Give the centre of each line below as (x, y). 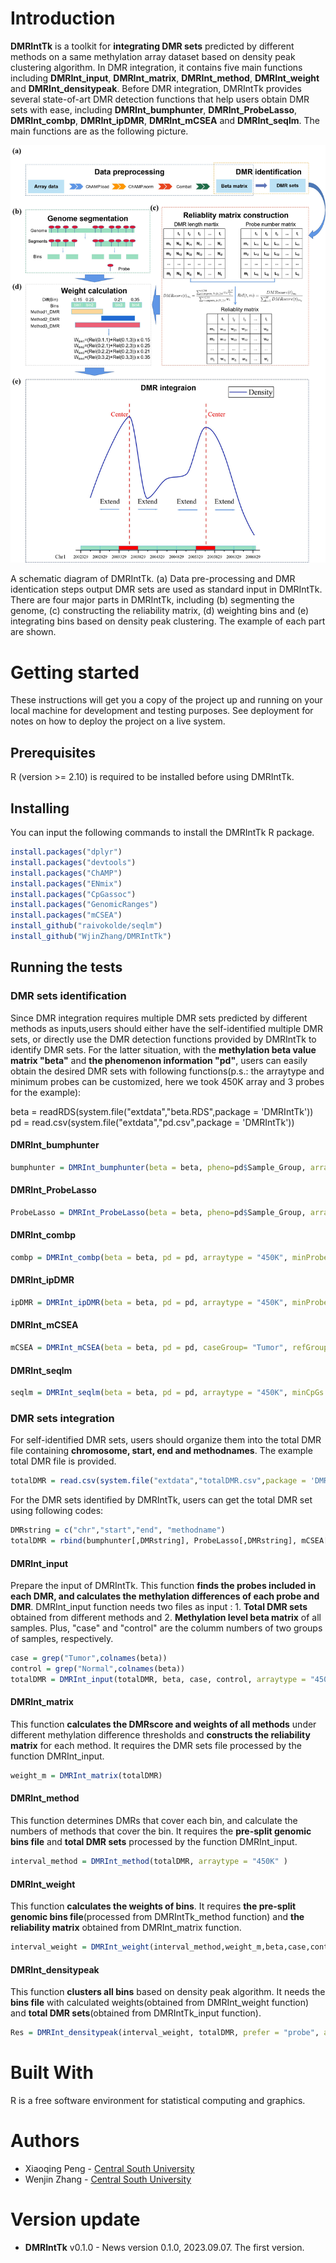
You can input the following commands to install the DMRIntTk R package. (162, 833)
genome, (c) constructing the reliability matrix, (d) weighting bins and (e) (160, 611)
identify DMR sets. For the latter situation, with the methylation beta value (163, 1049)
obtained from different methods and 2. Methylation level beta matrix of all (166, 1618)
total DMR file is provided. (63, 1461)
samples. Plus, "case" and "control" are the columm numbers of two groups (166, 1628)
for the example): (46, 1092)
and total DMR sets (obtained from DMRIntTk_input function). (136, 2013)
